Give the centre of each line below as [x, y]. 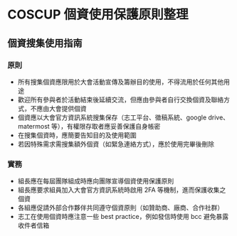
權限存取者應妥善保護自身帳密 [117, 126]
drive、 [219, 117]
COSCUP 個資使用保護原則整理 [98, 15]
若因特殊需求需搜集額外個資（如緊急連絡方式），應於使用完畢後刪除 [116, 144]
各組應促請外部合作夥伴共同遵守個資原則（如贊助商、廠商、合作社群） [121, 208]
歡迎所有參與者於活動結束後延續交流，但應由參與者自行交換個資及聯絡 [121, 100]
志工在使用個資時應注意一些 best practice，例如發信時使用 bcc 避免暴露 [123, 217]
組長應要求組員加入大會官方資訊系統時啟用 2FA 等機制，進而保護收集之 [122, 190]
